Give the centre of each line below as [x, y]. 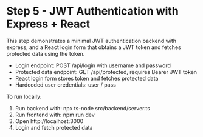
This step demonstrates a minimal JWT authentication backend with [91, 41]
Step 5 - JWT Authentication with [93, 11]
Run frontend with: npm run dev [55, 115]
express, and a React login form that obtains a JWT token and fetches [94, 47]
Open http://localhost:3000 [49, 121]
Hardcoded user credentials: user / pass [66, 85]
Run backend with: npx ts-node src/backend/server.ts [83, 108]
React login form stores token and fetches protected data [87, 78]
